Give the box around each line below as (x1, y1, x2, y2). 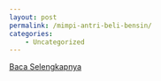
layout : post (9, 12, 57, 22)
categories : (9, 29, 53, 38)
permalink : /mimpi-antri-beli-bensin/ (9, 21, 152, 30)
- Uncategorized (25, 37, 86, 47)
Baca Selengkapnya (9, 62, 82, 72)
